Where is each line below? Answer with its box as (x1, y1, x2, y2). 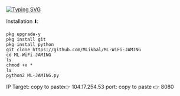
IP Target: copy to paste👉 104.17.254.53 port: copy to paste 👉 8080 (6, 83, 174, 91)
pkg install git (6, 37, 46, 42)
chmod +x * (6, 62, 33, 68)
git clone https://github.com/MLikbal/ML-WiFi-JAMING (6, 47, 142, 53)
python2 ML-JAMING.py (6, 72, 60, 79)
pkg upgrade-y (6, 31, 41, 38)
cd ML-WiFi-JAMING (6, 52, 51, 58)
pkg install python (6, 42, 54, 48)
